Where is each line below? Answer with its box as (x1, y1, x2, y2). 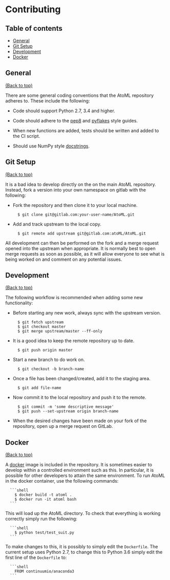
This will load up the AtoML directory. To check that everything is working (5, 510, 161, 516)
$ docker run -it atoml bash (14, 497, 77, 502)
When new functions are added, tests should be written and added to (12, 127, 159, 134)
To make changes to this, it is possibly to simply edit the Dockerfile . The (5, 544, 158, 550)
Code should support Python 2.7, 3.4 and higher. (12, 108, 115, 114)
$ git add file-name (17, 385, 61, 390)
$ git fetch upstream (17, 320, 64, 325)
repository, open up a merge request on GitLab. (12, 423, 113, 429)
